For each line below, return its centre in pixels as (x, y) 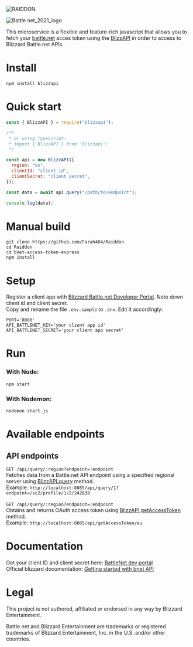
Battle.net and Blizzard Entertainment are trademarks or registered (86, 626)
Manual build (38, 226)
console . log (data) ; (30, 203)
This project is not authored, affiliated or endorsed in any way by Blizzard (94, 609)
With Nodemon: (29, 399)
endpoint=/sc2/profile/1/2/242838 (48, 493)
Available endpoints (56, 434)
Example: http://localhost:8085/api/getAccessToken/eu (74, 523)
